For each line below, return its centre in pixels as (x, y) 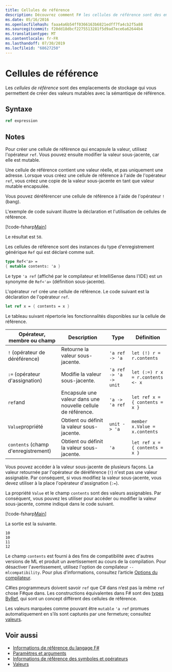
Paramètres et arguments (39, 653)
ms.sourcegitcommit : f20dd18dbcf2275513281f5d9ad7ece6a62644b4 (74, 29)
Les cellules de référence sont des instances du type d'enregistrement (80, 247)
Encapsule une (79, 393)
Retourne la (75, 349)
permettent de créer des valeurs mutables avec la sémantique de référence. (85, 93)
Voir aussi (21, 635)
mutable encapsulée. (27, 186)
